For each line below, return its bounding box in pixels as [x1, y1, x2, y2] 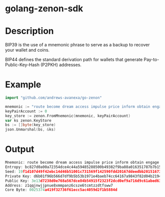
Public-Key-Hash [5, 62, 40, 68]
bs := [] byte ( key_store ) [5, 123, 56, 128]
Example [5, 79, 41, 90]
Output [5, 144, 34, 155]
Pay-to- [143, 57, 160, 63]
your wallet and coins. [5, 47, 50, 53]
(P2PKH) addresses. [40, 62, 82, 68]
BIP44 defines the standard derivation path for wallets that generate [5, 57, 143, 63]
